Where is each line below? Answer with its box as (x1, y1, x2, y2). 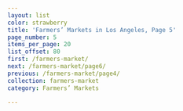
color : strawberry (7, 19, 68, 27)
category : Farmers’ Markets (7, 84, 100, 92)
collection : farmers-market (7, 77, 100, 84)
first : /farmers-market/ (7, 55, 89, 63)
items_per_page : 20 (7, 41, 71, 48)
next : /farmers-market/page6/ (7, 63, 107, 70)
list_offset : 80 (7, 48, 60, 55)
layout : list (7, 11, 50, 20)
